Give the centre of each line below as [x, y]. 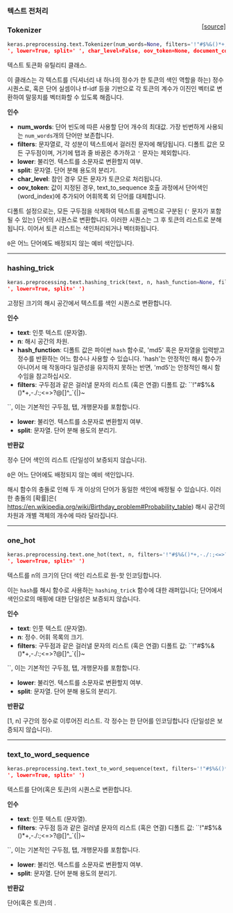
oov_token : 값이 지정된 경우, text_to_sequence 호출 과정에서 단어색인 [113, 187]
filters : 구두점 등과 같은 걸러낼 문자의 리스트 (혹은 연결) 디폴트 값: [105, 828]
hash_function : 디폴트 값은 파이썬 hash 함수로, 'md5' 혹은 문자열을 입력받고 [121, 350]
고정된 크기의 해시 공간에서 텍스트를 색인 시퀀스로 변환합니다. [89, 303]
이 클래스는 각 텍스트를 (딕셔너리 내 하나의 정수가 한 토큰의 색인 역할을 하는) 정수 [115, 80]
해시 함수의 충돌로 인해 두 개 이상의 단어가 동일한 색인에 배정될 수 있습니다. [108, 490]
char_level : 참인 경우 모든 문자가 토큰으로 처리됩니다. [90, 179]
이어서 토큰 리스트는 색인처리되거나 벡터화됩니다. [93, 228]
